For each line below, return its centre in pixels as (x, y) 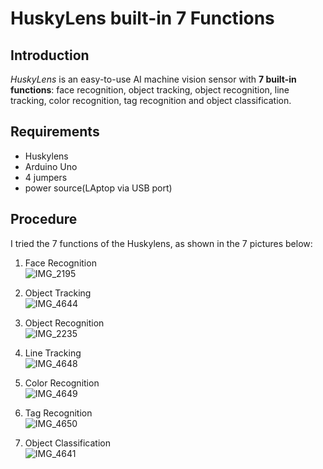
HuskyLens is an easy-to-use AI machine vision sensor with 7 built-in (153, 79)
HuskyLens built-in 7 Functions (142, 18)
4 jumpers (46, 177)
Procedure (44, 219)
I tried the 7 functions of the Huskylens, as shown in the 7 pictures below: (161, 243)
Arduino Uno (51, 166)
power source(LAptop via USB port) (98, 188)
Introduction (50, 55)
